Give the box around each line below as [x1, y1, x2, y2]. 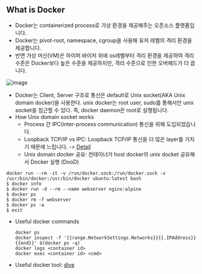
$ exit [6, 207, 23, 213]
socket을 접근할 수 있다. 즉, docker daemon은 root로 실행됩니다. [14, 106, 169, 113]
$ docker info [6, 180, 42, 186]
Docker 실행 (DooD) [30, 158, 80, 165]
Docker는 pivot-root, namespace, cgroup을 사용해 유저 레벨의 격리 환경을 [14, 36, 192, 44]
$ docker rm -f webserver [6, 196, 71, 203]
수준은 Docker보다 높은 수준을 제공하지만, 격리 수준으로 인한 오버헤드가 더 [14, 59, 189, 66]
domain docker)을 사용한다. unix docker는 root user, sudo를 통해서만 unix [14, 99, 194, 106]
